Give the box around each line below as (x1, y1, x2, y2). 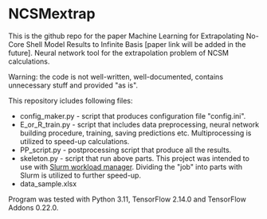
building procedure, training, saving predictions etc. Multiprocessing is (19, 128, 252, 138)
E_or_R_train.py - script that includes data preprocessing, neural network (19, 119, 260, 129)
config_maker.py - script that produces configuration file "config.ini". (19, 111, 246, 120)
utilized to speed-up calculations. (19, 136, 130, 146)
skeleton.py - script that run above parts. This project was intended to (19, 153, 249, 163)
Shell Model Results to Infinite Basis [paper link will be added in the (26, 39, 246, 49)
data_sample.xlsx (19, 178, 77, 188)
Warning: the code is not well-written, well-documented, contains (8, 72, 224, 81)
